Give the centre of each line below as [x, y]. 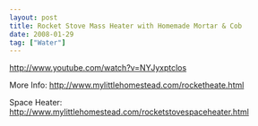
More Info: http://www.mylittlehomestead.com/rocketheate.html [127, 85]
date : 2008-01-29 [42, 34]
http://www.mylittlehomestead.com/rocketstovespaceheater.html [129, 112]
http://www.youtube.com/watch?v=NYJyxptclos [98, 68]
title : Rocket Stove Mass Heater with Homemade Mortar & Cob [126, 26]
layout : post [34, 17]
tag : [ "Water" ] [38, 42]
